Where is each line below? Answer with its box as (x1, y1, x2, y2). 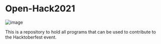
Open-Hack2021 (5, 3, 75, 14)
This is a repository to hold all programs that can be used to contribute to (5, 29, 156, 35)
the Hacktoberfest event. (5, 34, 57, 40)
